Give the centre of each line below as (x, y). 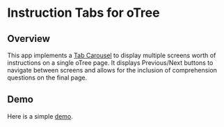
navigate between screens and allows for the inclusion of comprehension (112, 70)
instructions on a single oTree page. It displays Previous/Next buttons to (110, 63)
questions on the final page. (47, 77)
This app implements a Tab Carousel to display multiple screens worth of (112, 55)
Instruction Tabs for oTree (83, 13)
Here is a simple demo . (40, 116)
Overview (29, 39)
